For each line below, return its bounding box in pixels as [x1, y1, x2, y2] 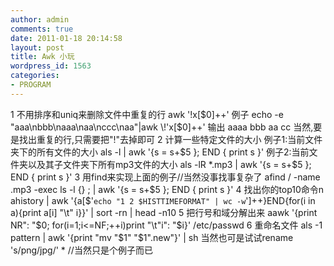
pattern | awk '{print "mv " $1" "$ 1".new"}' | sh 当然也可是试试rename [10, 231, 294, 243]
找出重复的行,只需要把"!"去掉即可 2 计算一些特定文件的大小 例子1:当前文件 [18, 133, 323, 145]
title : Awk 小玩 [10, 52, 75, 62]
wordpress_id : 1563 [10, 61, 92, 71]
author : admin [10, 14, 70, 25]
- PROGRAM [10, 80, 52, 90]
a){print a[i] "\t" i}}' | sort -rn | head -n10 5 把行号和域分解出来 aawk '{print [10, 206, 318, 218]
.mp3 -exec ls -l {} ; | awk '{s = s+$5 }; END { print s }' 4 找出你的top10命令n [10, 183, 325, 195]
